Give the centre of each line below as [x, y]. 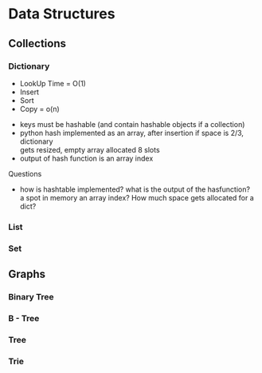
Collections [37, 44]
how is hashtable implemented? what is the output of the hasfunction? [135, 189]
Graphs [27, 274]
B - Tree [24, 318]
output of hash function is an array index [86, 158]
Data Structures [62, 14]
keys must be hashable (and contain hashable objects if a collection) [132, 124]
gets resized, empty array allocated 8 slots [90, 149]
